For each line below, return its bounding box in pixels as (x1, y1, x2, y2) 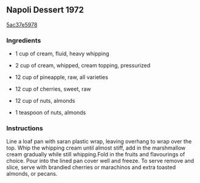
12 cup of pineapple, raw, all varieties (15, 74, 108, 81)
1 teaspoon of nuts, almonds (15, 109, 86, 116)
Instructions (6, 124, 44, 133)
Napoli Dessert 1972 (6, 5, 84, 15)
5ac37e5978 (6, 21, 38, 28)
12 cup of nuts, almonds (15, 97, 75, 105)
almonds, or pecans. (6, 170, 58, 178)
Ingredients (6, 36, 41, 44)
